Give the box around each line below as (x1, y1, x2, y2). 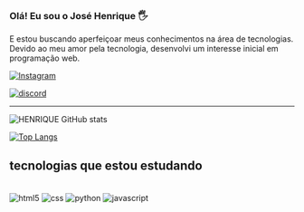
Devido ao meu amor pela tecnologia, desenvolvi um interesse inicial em (9, 43, 279, 54)
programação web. (9, 53, 81, 63)
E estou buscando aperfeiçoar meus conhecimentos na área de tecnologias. (9, 34, 294, 44)
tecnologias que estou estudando (9, 158, 203, 173)
